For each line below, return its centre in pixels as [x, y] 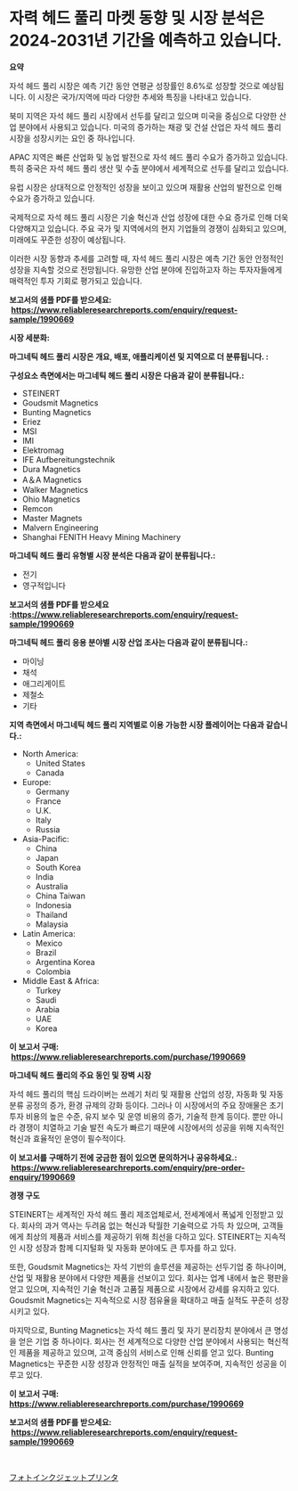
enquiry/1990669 [42, 1176]
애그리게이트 [44, 684]
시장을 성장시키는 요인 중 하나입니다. [72, 138]
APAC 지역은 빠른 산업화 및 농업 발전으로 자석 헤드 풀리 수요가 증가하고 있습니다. [149, 157]
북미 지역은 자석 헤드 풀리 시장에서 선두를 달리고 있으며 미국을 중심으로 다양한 [143, 116]
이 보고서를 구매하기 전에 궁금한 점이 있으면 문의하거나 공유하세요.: [123, 1157]
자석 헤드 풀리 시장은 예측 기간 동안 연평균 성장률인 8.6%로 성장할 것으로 [135, 86]
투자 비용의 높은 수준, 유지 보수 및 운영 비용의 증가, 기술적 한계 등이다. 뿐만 [138, 1116]
